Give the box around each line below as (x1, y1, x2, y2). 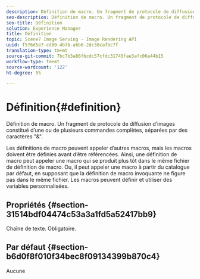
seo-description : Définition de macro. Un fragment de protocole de (6, 14, 180, 20)
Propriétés (6, 200, 46, 210)
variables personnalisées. (6, 182, 69, 190)
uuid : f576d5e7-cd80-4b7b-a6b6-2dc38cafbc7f (6, 42, 118, 48)
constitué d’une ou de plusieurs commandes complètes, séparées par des (6, 126, 188, 134)
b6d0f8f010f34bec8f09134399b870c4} (6, 252, 161, 262)
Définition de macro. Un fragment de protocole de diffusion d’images (6, 120, 176, 128)
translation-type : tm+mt (6, 48, 68, 54)
